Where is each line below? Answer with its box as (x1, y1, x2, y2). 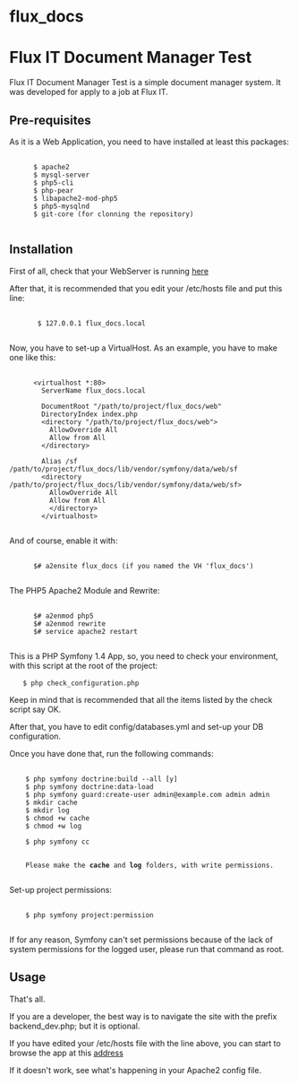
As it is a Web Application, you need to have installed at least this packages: (9, 136, 289, 147)
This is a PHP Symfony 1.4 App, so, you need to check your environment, (9, 650, 279, 661)
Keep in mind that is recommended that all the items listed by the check (9, 694, 273, 705)
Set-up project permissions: (9, 884, 112, 895)
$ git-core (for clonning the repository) (32, 209, 194, 219)
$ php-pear (32, 186, 74, 195)
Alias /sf (41, 456, 78, 465)
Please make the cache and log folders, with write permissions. (25, 861, 275, 870)
